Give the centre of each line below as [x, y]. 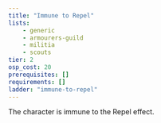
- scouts [37, 52]
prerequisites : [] [39, 75]
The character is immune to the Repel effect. [81, 112]
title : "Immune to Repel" [51, 15]
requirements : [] [37, 82]
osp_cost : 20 [30, 67]
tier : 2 [21, 60]
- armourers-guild [53, 38]
